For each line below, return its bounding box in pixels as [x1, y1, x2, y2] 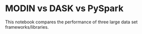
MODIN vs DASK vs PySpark [5, 3, 124, 14]
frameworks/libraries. [5, 24, 49, 30]
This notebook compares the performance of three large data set [5, 19, 138, 25]
